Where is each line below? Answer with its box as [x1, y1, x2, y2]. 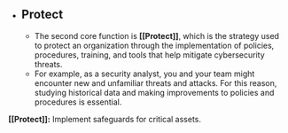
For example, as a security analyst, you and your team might [34, 68, 255, 79]
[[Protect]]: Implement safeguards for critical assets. [8, 113, 201, 124]
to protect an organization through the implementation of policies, [34, 40, 275, 51]
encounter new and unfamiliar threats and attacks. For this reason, [34, 77, 277, 88]
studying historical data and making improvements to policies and [34, 87, 275, 98]
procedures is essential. [34, 97, 122, 107]
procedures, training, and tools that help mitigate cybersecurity [34, 49, 265, 60]
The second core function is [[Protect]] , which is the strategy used [34, 30, 280, 41]
